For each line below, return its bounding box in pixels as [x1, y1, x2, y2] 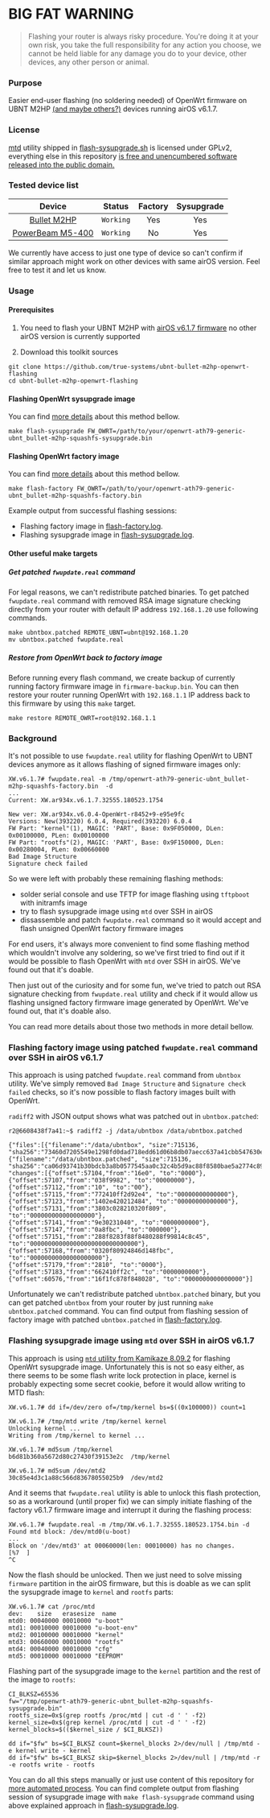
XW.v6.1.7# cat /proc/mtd [8, 1602, 95, 1611]
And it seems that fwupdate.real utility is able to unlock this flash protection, [8, 1488, 261, 1497]
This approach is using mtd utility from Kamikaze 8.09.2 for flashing [8, 1353, 231, 1363]
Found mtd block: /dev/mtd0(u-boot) [8, 1527, 131, 1535]
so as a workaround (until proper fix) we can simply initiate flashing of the [8, 1496, 252, 1506]
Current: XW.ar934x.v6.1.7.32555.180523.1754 [8, 797, 163, 805]
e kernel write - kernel [8, 1746, 92, 1754]
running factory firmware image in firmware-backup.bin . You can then [8, 681, 239, 691]
